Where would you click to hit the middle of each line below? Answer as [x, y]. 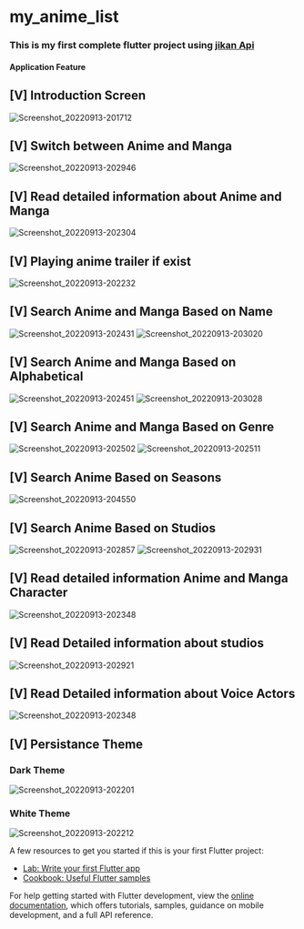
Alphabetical [46, 376]
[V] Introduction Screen [78, 96]
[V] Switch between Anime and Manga [121, 146]
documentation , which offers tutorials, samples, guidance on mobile [137, 905]
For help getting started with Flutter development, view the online [132, 896]
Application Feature [48, 66]
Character [39, 593]
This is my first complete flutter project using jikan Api [132, 45]
